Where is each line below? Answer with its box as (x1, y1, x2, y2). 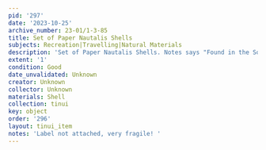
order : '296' (8, 115, 51, 123)
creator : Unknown (8, 78, 66, 86)
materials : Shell (8, 93, 66, 101)
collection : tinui (8, 100, 69, 108)
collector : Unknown (8, 85, 73, 94)
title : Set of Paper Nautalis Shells (8, 33, 133, 42)
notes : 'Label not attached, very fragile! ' (8, 129, 161, 137)
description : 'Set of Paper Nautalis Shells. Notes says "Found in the (8, 48, 249, 56)
